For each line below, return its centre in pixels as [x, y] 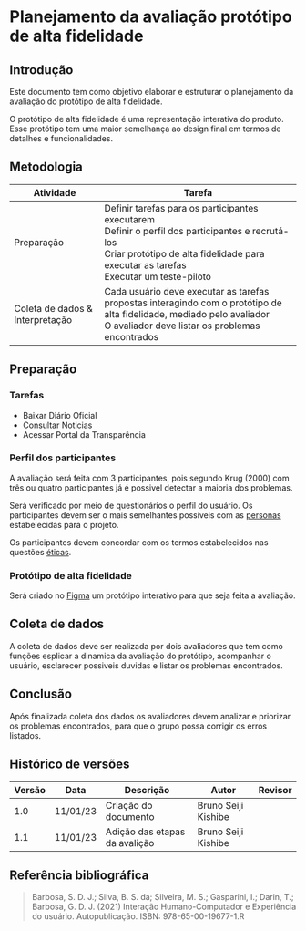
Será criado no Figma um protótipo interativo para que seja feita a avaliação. [153, 595]
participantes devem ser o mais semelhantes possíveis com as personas [145, 515]
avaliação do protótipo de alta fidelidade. [86, 101]
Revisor [275, 790]
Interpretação [43, 319]
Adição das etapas [145, 832]
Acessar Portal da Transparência [84, 434]
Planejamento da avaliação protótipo [151, 17]
